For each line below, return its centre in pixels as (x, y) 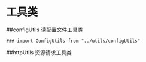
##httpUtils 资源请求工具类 (39, 52)
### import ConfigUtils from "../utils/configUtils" (73, 41)
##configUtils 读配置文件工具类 (45, 30)
